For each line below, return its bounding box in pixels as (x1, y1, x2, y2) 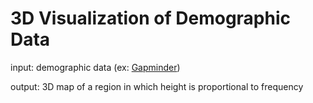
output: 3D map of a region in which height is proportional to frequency (10, 80, 304, 92)
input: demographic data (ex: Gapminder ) (10, 61, 181, 73)
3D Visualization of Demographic (10, 7, 292, 30)
